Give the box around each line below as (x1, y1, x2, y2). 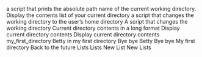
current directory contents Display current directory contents (6, 31, 160, 38)
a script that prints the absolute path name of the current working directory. (6, 5, 197, 12)
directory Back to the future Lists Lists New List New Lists (6, 44, 151, 51)
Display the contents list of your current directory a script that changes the (6, 12, 194, 19)
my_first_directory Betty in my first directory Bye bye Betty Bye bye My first (6, 38, 195, 44)
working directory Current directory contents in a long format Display (6, 24, 180, 32)
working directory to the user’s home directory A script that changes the (6, 18, 188, 25)
